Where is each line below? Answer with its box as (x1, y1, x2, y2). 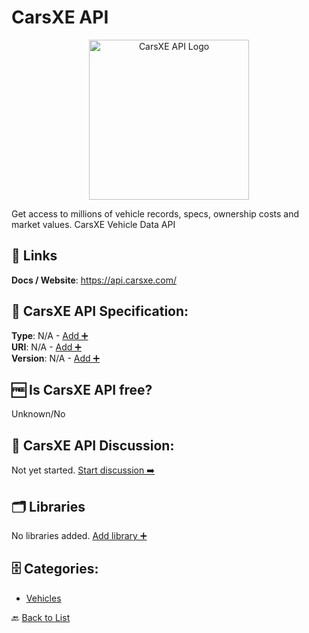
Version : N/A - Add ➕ (11, 352, 101, 364)
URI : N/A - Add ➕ (11, 341, 82, 353)
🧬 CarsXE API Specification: (11, 303, 189, 320)
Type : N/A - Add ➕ (11, 329, 89, 341)
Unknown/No (11, 408, 66, 420)
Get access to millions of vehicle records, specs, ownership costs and (11, 207, 300, 220)
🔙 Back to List (11, 611, 71, 623)
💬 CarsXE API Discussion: (11, 437, 175, 454)
